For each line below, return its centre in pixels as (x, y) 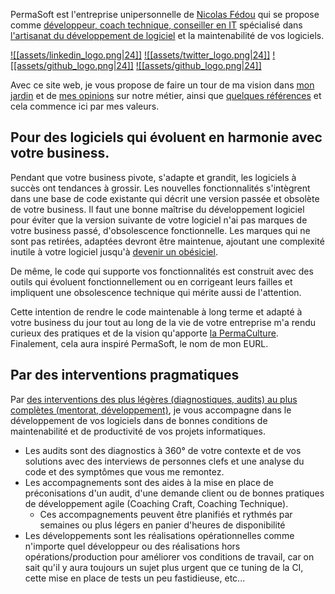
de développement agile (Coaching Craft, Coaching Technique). (156, 503)
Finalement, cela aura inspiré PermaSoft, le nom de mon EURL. (139, 343)
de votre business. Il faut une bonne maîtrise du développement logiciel (157, 209)
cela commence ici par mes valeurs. (85, 106)
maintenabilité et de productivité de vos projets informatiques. (138, 431)
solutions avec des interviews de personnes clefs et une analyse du (164, 461)
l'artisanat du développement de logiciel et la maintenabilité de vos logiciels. (167, 35)
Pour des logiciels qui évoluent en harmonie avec (166, 137)
